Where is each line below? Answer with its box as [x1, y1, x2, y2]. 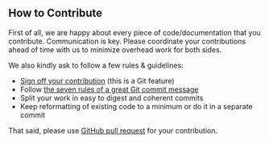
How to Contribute [8, 6, 103, 20]
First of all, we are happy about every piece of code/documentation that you [8, 27, 262, 37]
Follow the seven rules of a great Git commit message [19, 84, 199, 94]
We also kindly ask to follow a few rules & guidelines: [8, 60, 184, 70]
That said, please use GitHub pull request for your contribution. [8, 125, 217, 135]
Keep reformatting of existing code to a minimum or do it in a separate [19, 101, 253, 111]
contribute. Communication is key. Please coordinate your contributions [8, 36, 246, 46]
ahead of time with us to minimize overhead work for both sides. [8, 44, 222, 55]
